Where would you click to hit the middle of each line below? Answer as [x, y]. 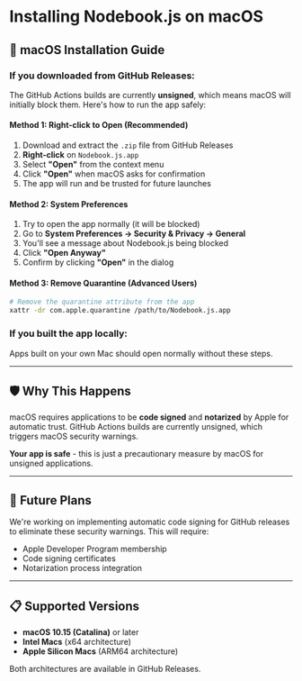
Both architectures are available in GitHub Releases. [105, 668]
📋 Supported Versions [75, 606]
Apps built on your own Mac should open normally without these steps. [141, 353]
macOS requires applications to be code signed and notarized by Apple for [149, 417]
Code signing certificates [69, 558]
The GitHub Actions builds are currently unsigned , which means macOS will [150, 95]
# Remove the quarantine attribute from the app [102, 302]
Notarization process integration [82, 568]
